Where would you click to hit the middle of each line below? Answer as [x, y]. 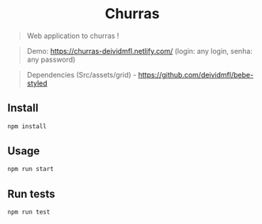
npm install [27, 126]
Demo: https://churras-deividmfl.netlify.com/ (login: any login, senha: [139, 51]
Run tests [31, 194]
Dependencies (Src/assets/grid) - [82, 74]
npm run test [29, 212]
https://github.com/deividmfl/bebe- [196, 74]
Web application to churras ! [73, 36]
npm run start [31, 169]
